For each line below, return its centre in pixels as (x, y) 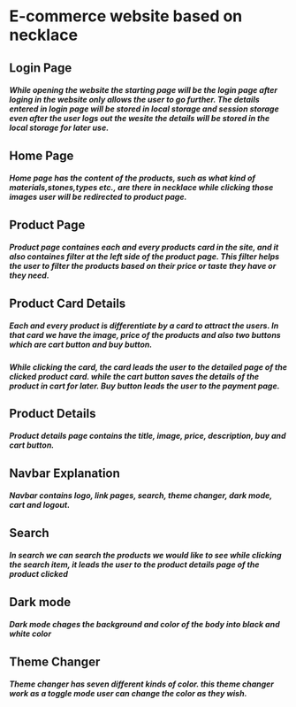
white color (30, 634)
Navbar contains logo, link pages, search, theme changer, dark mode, (140, 496)
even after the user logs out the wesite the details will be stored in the (140, 119)
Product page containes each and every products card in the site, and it (144, 247)
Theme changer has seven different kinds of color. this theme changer (142, 684)
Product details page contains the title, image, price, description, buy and (148, 436)
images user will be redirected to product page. (98, 197)
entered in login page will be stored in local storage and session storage (144, 109)
